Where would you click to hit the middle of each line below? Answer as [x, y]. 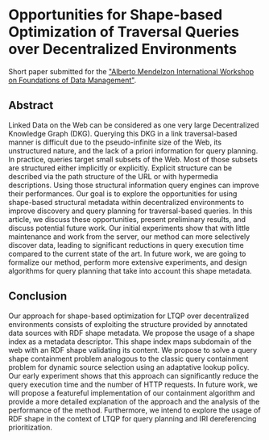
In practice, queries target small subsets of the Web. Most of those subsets [133, 159]
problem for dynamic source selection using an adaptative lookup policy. [129, 367]
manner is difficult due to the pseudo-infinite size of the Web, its [115, 142]
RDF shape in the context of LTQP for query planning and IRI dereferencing [132, 418]
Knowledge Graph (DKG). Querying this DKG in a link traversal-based [123, 133]
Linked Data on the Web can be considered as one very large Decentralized [134, 125]
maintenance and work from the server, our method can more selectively [129, 237]
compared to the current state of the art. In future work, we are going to [127, 254]
